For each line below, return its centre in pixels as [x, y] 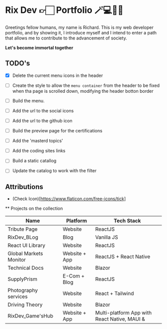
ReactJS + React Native [123, 257]
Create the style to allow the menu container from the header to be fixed [86, 85]
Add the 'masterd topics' [38, 141]
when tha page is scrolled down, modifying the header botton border [83, 91]
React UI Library [27, 246]
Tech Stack [127, 221]
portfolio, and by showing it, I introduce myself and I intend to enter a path [81, 32]
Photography [23, 291]
